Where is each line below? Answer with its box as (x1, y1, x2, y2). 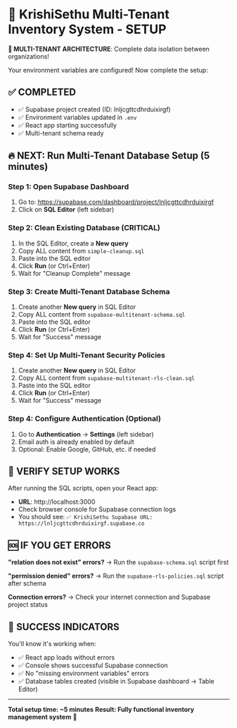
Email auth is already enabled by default (18, 437, 134, 446)
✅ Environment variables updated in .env (18, 113, 137, 121)
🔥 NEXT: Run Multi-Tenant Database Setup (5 (8, 150, 210, 162)
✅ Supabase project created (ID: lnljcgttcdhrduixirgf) (18, 105, 171, 114)
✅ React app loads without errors (18, 653, 115, 662)
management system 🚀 (8, 712, 77, 722)
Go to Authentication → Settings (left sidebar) (18, 430, 154, 438)
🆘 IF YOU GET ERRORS (8, 539, 111, 551)
